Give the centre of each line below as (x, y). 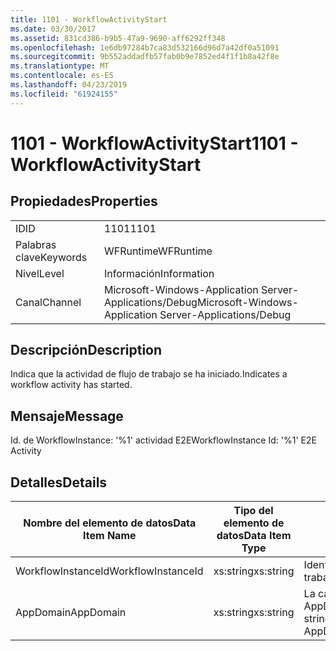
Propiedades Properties (84, 201)
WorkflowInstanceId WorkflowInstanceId (109, 571)
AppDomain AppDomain (71, 613)
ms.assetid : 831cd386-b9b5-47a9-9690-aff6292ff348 (118, 38)
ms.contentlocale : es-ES (62, 76)
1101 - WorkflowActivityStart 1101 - (154, 143)
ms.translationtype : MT (60, 66)
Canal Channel (48, 302)
